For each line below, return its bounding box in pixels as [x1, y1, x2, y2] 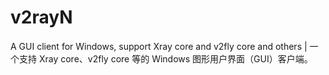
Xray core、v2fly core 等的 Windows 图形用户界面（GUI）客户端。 [38, 52, 313, 65]
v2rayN [10, 6, 73, 29]
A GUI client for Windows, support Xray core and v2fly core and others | [10, 40, 308, 52]
